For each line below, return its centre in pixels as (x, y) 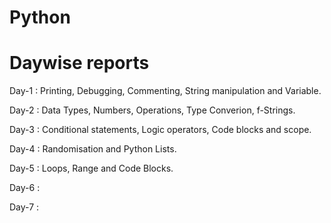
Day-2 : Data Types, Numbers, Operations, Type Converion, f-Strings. (152, 110)
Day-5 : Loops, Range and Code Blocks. (91, 168)
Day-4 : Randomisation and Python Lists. (93, 149)
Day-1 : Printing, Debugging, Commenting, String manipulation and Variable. (165, 91)
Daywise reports (79, 63)
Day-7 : (24, 207)
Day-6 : (25, 188)
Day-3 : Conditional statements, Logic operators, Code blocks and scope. (160, 130)
